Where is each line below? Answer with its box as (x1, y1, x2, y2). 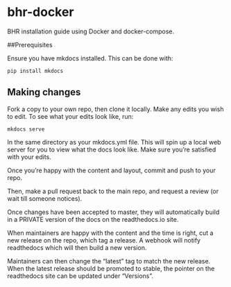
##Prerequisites (7, 40, 53, 49)
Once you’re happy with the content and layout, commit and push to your (7, 166, 216, 174)
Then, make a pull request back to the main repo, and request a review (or (7, 187, 219, 195)
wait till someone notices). (7, 194, 83, 202)
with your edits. (7, 152, 52, 161)
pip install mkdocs (7, 67, 64, 74)
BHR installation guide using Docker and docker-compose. (7, 27, 175, 35)
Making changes (7, 86, 81, 98)
